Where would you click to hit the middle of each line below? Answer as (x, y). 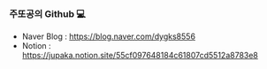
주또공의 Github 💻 (48, 13)
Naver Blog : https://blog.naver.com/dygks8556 (109, 36)
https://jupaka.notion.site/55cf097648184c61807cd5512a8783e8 (140, 56)
